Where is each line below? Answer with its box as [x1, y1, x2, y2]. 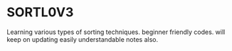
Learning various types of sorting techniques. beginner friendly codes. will [6, 28, 226, 36]
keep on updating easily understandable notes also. [6, 35, 158, 43]
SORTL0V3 [6, 4, 74, 21]
